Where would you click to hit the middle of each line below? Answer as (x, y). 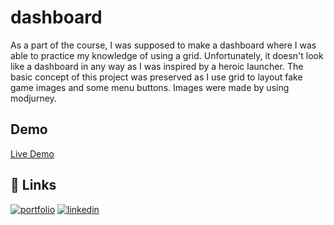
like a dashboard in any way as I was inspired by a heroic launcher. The (157, 66)
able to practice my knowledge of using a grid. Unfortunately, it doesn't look (167, 55)
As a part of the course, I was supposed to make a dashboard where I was (163, 45)
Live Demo (32, 153)
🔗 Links (33, 185)
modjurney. (33, 98)
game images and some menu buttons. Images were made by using (150, 87)
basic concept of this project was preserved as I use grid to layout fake (156, 77)
